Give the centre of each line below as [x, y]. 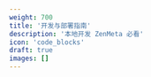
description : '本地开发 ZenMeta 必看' [76, 34]
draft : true [31, 50]
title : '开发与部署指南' [50, 26]
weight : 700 [31, 17]
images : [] [29, 58]
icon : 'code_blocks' [47, 42]
